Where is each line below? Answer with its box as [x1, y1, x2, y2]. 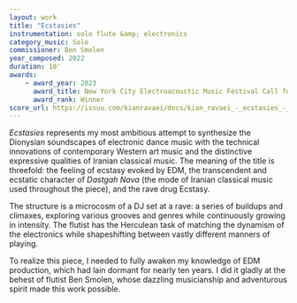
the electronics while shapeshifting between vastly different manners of [9, 229, 270, 239]
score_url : [9, 103, 49, 112]
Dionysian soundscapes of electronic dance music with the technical [9, 137, 260, 148]
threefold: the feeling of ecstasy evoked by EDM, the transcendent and [9, 165, 267, 176]
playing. [9, 239, 38, 249]
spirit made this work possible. [9, 284, 121, 294]
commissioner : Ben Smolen [9, 46, 104, 55]
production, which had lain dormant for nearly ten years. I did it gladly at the [9, 265, 286, 276]
